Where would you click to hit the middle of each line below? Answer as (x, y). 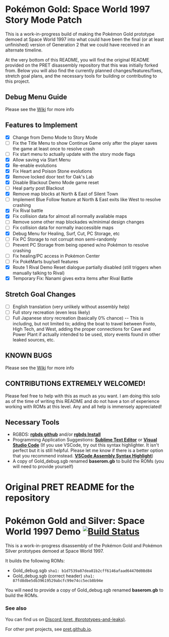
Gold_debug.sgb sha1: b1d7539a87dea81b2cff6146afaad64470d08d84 (82, 570)
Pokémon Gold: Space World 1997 (78, 9)
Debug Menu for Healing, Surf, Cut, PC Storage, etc (66, 234)
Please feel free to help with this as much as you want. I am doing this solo (83, 396)
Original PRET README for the (70, 487)
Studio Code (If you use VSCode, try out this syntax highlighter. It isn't (86, 445)
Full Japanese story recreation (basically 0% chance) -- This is (78, 318)
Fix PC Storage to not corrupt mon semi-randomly (65, 239)
